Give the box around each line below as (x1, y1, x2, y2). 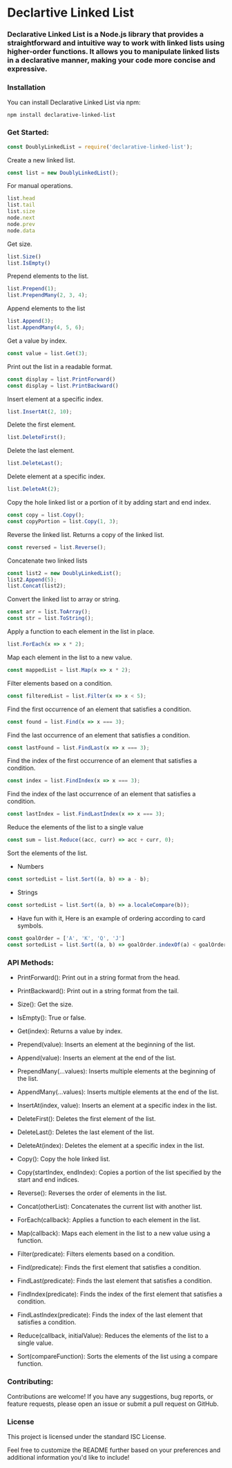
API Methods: (7, 957, 54, 967)
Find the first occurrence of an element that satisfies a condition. (7, 705, 192, 713)
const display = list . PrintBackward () (7, 382, 119, 389)
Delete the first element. (7, 420, 76, 429)
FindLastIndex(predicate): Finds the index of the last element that (17, 1310, 203, 1319)
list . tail (7, 202, 36, 209)
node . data (7, 227, 36, 234)
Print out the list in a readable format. (7, 362, 113, 370)
